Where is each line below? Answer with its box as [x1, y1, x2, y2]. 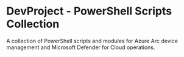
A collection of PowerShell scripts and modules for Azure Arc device [6, 37, 179, 44]
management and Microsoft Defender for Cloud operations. [6, 44, 155, 51]
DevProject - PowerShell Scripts [6, 4, 172, 18]
